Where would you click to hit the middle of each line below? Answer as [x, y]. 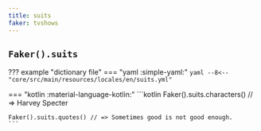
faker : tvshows [33, 23]
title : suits [30, 15]
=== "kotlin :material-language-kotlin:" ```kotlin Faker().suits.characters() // [130, 94]
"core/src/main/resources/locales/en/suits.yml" [90, 80]
